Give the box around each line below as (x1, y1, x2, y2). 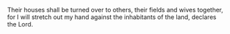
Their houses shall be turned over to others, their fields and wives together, (7, 6, 224, 14)
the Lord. (7, 20, 33, 28)
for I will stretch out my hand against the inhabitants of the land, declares (7, 13, 217, 21)
